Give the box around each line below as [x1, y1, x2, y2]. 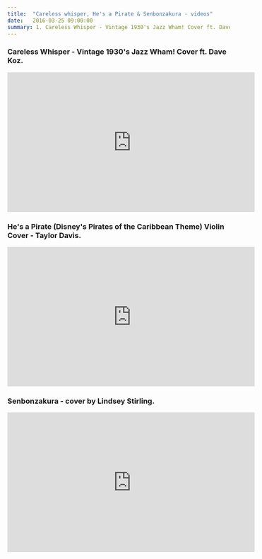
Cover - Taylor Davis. [7, 230, 81, 240]
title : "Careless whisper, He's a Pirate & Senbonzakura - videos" [7, 10, 213, 18]
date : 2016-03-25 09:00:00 [7, 17, 93, 24]
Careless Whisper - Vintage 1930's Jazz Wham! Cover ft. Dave [7, 47, 227, 57]
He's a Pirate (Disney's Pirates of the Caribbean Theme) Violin [7, 221, 225, 231]
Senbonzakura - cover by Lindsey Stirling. [7, 396, 155, 406]
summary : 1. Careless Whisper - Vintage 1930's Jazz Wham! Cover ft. [7, 23, 217, 30]
